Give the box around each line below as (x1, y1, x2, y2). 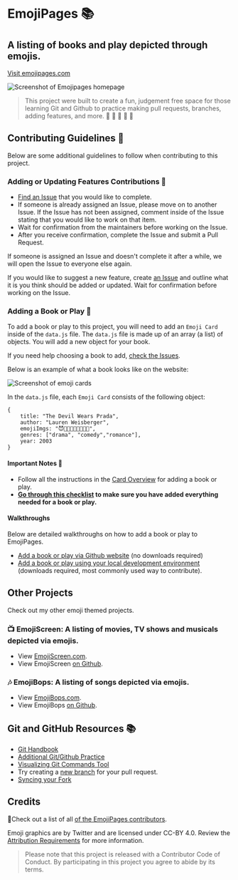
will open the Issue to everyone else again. (7, 259, 133, 268)
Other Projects (7, 587, 73, 599)
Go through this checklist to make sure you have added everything (17, 490, 219, 499)
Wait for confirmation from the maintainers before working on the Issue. (17, 223, 228, 232)
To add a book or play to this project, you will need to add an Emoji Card (7, 322, 218, 331)
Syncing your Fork (17, 775, 72, 784)
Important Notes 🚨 (7, 459, 63, 467)
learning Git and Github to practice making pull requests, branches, (24, 104, 222, 113)
